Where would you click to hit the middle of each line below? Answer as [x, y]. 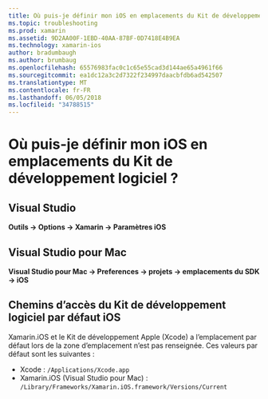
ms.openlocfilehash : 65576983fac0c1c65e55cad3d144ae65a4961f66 [116, 68]
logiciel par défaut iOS [65, 318]
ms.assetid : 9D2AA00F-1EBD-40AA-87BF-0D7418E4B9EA [94, 38]
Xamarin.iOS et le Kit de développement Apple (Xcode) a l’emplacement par [132, 337]
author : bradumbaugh [43, 53]
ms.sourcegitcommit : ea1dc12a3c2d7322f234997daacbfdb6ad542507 [116, 75]
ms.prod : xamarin [37, 30]
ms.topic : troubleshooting [53, 23]
